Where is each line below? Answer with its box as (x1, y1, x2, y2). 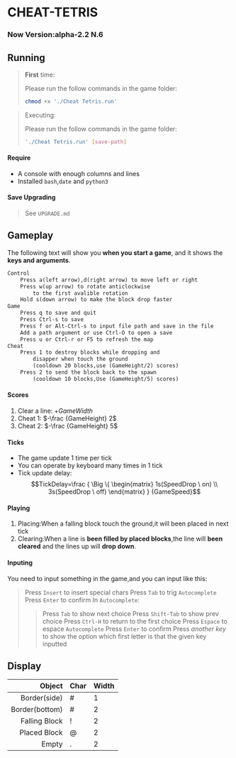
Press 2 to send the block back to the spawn (20, 369, 157, 377)
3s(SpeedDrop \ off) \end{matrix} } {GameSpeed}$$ (47, 487, 201, 496)
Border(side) (20, 693, 63, 703)
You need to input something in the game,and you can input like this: (7, 574, 208, 583)
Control (7, 269, 30, 277)
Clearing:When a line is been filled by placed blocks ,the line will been (17, 534, 223, 543)
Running (7, 51, 46, 64)
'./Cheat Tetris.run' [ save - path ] (24, 138, 127, 146)
